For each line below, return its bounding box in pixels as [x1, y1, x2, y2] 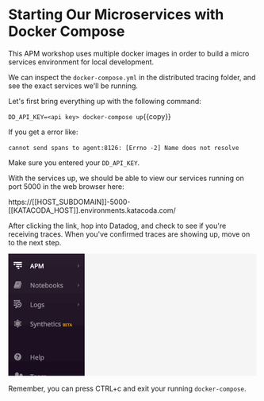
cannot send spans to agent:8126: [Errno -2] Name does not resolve [8, 144, 239, 152]
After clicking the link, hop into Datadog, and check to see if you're [8, 221, 227, 230]
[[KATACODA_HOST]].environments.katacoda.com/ [8, 205, 176, 215]
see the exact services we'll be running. [8, 81, 139, 91]
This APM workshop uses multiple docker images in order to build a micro [8, 48, 250, 58]
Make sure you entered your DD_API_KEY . [8, 157, 140, 168]
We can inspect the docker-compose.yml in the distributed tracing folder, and [8, 72, 256, 82]
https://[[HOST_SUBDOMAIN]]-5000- [8, 197, 131, 206]
